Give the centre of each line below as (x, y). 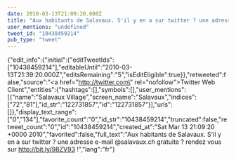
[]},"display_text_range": (42, 112)
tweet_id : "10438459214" (44, 33)
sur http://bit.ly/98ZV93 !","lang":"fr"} (61, 149)
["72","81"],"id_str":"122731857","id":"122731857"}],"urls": (90, 105)
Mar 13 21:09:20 (192, 127)
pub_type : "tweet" (34, 40)
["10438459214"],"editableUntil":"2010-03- (70, 67)
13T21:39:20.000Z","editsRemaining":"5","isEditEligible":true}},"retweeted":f (117, 75)
